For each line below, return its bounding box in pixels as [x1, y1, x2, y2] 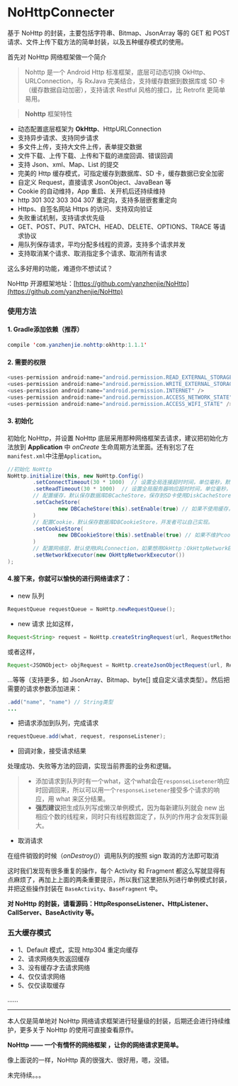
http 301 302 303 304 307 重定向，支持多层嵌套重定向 [17, 195, 177, 204]
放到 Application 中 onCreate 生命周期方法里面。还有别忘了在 [13, 442, 195, 451]
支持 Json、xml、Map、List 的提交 [17, 160, 119, 168]
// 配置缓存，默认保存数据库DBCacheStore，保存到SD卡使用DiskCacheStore [33, 492, 232, 500]
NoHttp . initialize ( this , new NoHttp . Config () [7, 472, 144, 480]
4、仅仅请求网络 [17, 972, 66, 981]
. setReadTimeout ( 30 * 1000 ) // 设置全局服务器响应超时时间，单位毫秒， [33, 485, 232, 493]
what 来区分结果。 [55, 795, 110, 803]
